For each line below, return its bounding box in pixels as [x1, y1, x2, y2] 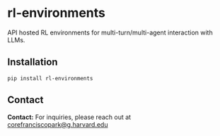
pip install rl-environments [7, 75, 93, 82]
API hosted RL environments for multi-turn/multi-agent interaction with [7, 28, 214, 37]
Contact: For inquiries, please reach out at [7, 113, 132, 121]
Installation [7, 56, 58, 68]
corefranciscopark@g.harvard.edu [7, 120, 108, 128]
